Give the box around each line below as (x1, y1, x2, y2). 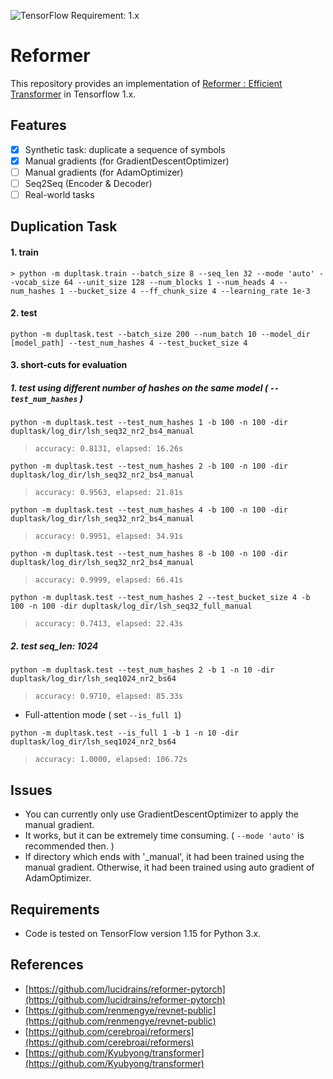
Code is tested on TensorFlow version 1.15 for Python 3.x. (24, 928, 262, 940)
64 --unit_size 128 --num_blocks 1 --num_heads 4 (63, 277, 275, 287)
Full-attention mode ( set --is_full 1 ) (24, 709, 182, 721)
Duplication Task (10, 218, 118, 235)
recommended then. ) (24, 840, 115, 852)
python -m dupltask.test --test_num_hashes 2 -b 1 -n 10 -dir (10, 665, 275, 675)
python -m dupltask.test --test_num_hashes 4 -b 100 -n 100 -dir (10, 505, 288, 515)
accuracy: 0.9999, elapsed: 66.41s (34, 575, 184, 585)
